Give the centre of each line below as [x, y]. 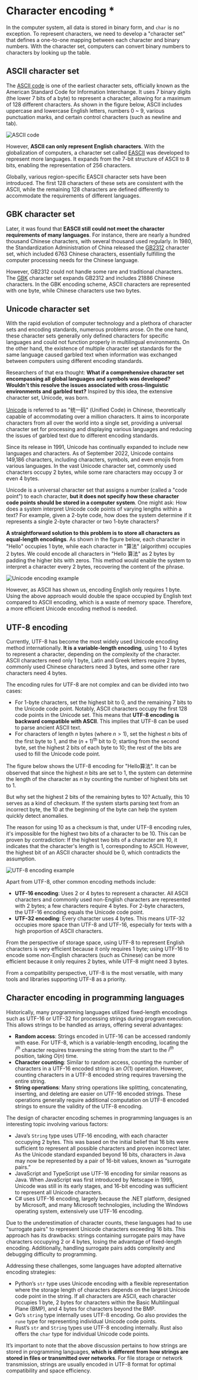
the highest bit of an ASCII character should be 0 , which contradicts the [93, 852]
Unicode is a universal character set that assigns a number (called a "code [97, 490]
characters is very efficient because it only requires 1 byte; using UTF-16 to [98, 949]
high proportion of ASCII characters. [59, 931]
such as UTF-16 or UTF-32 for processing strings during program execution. [99, 1018]
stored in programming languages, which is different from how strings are [98, 1352]
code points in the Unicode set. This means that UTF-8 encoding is [97, 715]
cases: [14, 691]
